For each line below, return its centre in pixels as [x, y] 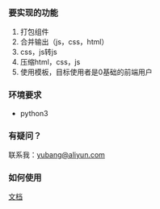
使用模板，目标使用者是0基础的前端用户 [86, 72]
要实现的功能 [34, 12]
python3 [34, 113]
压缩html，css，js [50, 62]
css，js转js [39, 52]
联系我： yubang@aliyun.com [57, 154]
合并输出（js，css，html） [64, 42]
